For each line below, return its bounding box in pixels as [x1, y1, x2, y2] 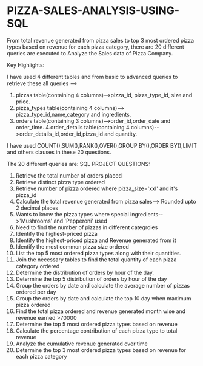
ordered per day [15, 288, 56, 295]
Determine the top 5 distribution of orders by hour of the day [15, 275, 167, 283]
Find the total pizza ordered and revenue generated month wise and [15, 308, 186, 315]
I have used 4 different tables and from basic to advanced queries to [7, 73, 178, 80]
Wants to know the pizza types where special [15, 210, 129, 218]
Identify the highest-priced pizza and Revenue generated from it [15, 237, 176, 244]
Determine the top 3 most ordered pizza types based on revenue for [15, 346, 187, 353]
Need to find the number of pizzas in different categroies [15, 223, 158, 231]
